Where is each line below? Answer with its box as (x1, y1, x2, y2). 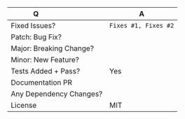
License (11, 101, 37, 110)
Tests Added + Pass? (11, 66, 81, 76)
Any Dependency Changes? (11, 89, 103, 99)
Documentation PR (11, 78, 72, 87)
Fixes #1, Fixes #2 (109, 22, 174, 29)
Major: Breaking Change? (11, 43, 95, 53)
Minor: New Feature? (11, 55, 79, 64)
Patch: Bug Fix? (11, 32, 62, 41)
